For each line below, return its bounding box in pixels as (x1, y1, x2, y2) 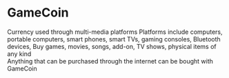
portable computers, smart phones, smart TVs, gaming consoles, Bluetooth (7, 35, 221, 43)
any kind (7, 50, 32, 58)
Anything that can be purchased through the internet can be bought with (7, 57, 214, 65)
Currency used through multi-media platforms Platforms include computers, (7, 28, 223, 36)
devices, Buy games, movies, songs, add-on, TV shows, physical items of (7, 42, 217, 50)
